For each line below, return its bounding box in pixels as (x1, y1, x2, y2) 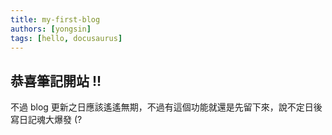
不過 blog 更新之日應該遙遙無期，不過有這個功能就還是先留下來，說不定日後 (10, 101, 323, 113)
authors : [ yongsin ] (10, 24, 92, 34)
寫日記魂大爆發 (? (10, 114, 83, 126)
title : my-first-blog (10, 14, 101, 25)
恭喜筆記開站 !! (10, 72, 102, 90)
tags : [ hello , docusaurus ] (10, 33, 123, 43)
